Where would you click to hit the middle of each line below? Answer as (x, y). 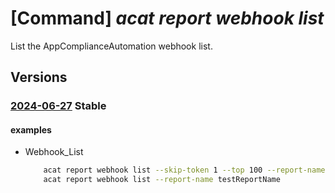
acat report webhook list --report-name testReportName (162, 180)
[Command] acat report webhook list (167, 18)
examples (31, 129)
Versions (39, 77)
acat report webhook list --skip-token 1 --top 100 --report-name (184, 170)
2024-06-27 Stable (58, 106)
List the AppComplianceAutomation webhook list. (111, 46)
